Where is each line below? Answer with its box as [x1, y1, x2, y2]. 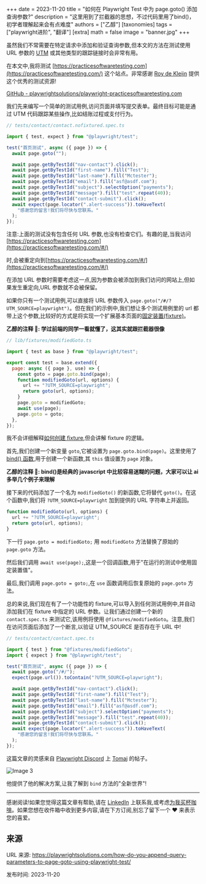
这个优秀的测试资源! [6, 77, 57, 85]
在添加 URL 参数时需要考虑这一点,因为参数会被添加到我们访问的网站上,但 [6, 276, 190, 284]
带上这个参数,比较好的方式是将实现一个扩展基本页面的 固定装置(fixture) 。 [6, 312, 189, 319]
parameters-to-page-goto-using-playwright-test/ [6, 858, 131, 865]
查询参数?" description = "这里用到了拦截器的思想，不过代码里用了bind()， [6, 13, 195, 20]
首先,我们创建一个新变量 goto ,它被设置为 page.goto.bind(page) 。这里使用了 [6, 447, 197, 455]
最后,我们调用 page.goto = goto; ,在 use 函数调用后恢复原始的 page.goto [6, 579, 187, 587]
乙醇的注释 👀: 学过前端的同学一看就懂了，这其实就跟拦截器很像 [6, 325, 165, 333]
